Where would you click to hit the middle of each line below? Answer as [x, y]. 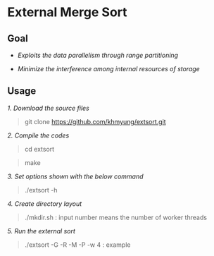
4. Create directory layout [45, 203]
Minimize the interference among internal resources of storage [109, 69]
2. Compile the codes [38, 135]
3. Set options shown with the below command [75, 176]
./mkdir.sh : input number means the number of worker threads [116, 217]
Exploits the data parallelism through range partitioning [97, 55]
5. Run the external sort [42, 231]
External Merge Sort [68, 12]
